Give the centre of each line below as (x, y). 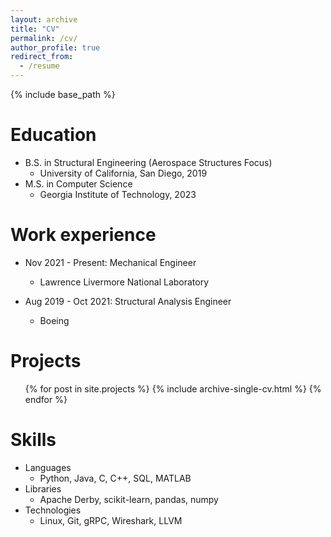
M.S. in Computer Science (78, 183)
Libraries (43, 488)
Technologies (53, 510)
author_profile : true (55, 47)
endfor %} (46, 399)
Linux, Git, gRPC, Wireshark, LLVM (111, 520)
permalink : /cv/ (44, 38)
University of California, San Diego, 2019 (123, 173)
